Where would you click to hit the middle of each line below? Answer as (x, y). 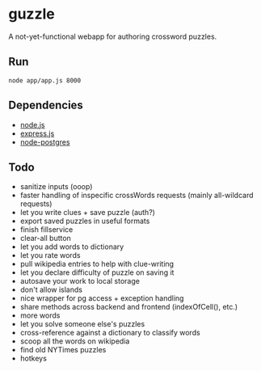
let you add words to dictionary (72, 247)
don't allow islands (51, 290)
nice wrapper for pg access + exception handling (102, 298)
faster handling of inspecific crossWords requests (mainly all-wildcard (137, 196)
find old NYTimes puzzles (63, 350)
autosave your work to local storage (80, 281)
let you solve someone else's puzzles (82, 324)
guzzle (32, 14)
